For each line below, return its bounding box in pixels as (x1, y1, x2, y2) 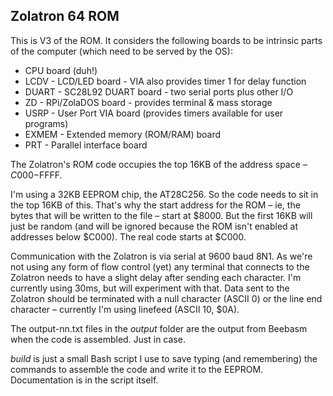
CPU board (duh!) (24, 64, 98, 76)
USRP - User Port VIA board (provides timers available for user (24, 107, 284, 119)
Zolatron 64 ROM (10, 8, 120, 25)
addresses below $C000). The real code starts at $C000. (10, 230, 247, 243)
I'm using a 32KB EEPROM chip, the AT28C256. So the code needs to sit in (10, 188, 319, 200)
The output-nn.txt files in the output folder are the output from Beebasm (10, 322, 308, 334)
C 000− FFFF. (10, 169, 63, 181)
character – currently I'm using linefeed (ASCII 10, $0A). (10, 303, 240, 315)
